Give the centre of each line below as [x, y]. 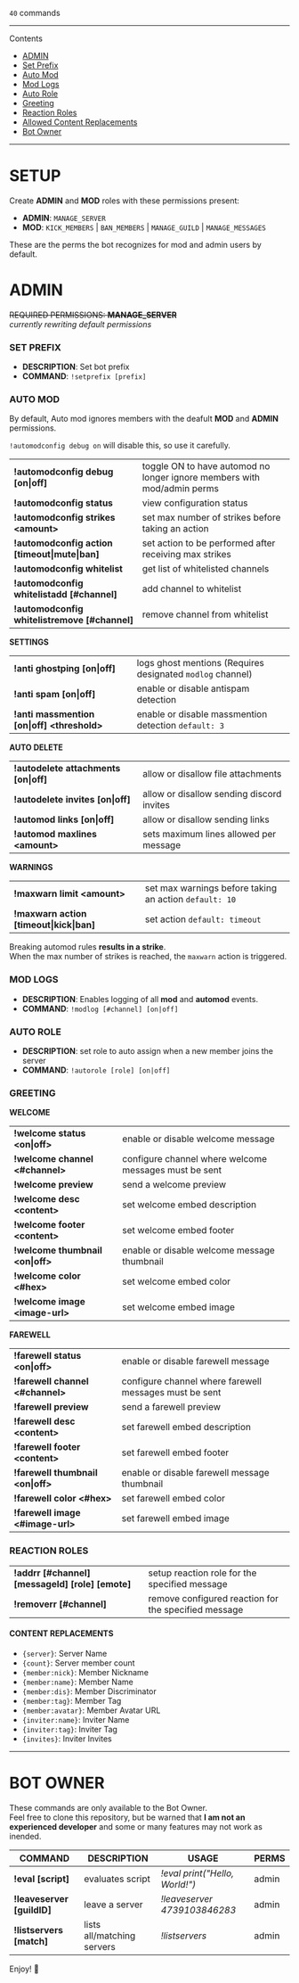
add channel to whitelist [192, 589]
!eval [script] [41, 1879]
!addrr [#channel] [52, 1573]
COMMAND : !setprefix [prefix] [84, 376]
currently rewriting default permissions [81, 324]
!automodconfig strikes [65, 518]
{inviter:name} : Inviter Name [76, 1719]
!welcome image [50, 1302]
